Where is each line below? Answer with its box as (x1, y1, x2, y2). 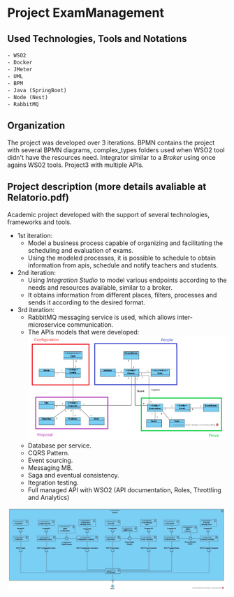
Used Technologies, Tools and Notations (7, 33, 187, 45)
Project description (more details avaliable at (7, 181, 207, 193)
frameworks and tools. (7, 218, 72, 226)
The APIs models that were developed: (27, 327, 140, 336)
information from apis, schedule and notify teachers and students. (27, 260, 219, 270)
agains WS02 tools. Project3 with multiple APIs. (7, 161, 145, 169)
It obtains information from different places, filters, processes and (27, 290, 217, 299)
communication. (67, 320, 114, 329)
